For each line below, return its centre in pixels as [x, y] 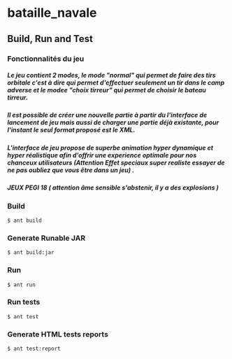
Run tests [24, 302]
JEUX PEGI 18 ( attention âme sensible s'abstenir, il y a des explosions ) [113, 188]
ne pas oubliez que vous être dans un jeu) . [71, 170]
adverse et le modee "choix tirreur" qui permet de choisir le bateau [107, 90]
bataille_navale [52, 13]
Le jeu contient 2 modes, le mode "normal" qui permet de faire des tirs [112, 76]
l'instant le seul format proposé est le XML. [71, 130]
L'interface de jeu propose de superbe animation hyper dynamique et [110, 148]
